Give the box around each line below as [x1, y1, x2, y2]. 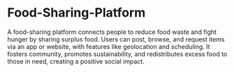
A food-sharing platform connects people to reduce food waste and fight [7, 28, 217, 36]
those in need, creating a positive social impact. [7, 57, 145, 65]
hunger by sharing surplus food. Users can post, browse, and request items [7, 35, 225, 43]
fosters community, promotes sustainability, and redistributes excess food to [7, 50, 228, 58]
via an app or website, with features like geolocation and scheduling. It [7, 42, 211, 51]
